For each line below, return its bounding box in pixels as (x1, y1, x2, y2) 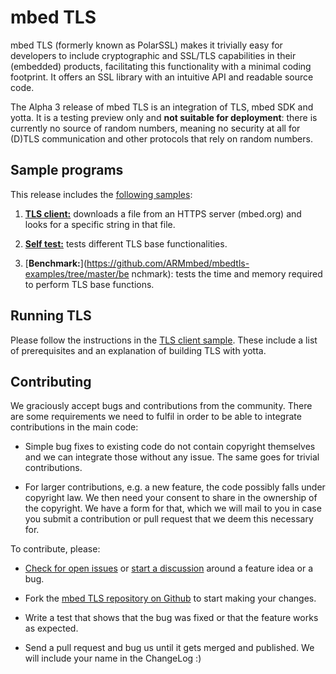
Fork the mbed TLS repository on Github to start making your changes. (24, 592, 317, 605)
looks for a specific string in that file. (24, 218, 176, 230)
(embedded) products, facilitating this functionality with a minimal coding (10, 60, 312, 72)
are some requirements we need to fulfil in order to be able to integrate (10, 411, 302, 423)
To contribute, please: (10, 543, 101, 555)
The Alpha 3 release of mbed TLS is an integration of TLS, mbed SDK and (10, 101, 314, 113)
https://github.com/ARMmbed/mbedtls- (86, 257, 250, 269)
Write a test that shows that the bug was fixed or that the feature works (24, 612, 319, 624)
